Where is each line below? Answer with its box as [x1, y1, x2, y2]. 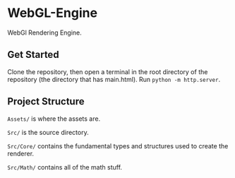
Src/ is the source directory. [7, 128, 90, 136]
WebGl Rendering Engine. [7, 28, 83, 37]
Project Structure [7, 95, 85, 107]
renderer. [7, 149, 34, 158]
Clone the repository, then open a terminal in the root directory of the [7, 67, 208, 76]
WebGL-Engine [7, 5, 97, 21]
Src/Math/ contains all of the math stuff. [7, 162, 122, 171]
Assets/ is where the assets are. [7, 114, 101, 123]
